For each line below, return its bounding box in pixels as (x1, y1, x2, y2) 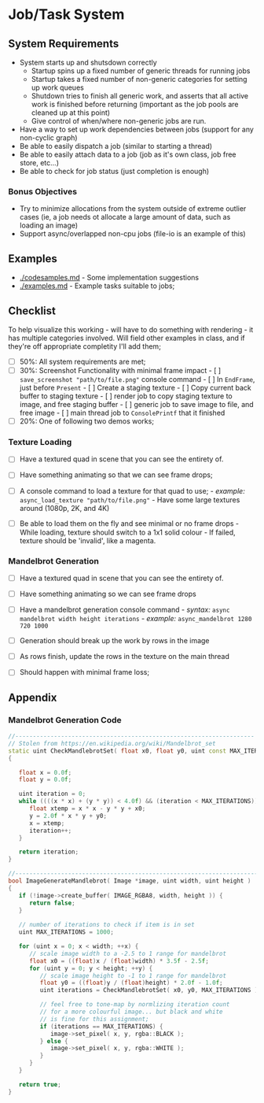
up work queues (31, 83, 84, 92)
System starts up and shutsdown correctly (19, 57, 157, 67)
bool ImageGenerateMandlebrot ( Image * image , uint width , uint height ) (8, 877, 251, 885)
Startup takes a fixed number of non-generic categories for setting (31, 75, 247, 83)
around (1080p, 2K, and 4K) (19, 503, 110, 513)
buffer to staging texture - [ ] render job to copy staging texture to (19, 391, 233, 401)
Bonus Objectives (8, 186, 77, 197)
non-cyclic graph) (19, 133, 78, 143)
